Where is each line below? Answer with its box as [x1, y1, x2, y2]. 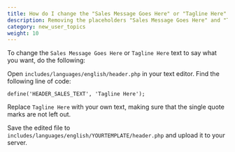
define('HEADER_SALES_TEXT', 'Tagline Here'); [7, 91, 145, 98]
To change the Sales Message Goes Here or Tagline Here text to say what [7, 49, 217, 57]
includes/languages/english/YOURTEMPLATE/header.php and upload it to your [7, 131, 225, 139]
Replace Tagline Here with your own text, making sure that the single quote [7, 102, 225, 112]
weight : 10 [7, 29, 39, 37]
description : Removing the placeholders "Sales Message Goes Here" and [7, 17, 220, 24]
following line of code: [7, 77, 71, 86]
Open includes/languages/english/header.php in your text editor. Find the [7, 70, 220, 78]
